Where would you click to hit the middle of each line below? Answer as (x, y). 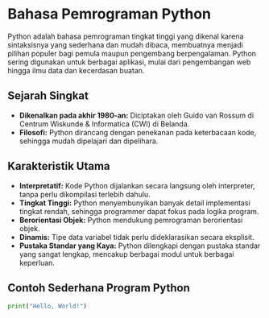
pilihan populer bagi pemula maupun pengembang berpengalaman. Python (132, 53)
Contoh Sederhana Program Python (99, 288)
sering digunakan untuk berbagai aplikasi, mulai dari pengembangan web (129, 62)
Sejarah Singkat (48, 96)
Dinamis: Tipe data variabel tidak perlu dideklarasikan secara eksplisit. (137, 237)
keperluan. (37, 262)
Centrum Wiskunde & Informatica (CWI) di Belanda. (104, 124)
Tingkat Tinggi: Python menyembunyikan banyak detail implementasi (134, 203)
